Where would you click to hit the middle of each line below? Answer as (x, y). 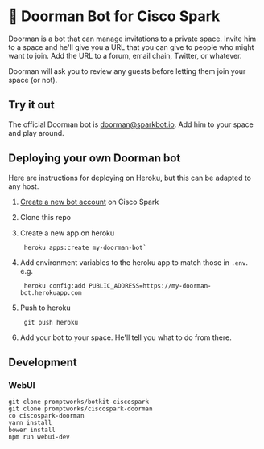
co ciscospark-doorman (46, 416)
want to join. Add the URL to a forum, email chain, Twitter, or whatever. (125, 55)
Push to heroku (45, 308)
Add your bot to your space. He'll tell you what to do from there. (126, 337)
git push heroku (51, 322)
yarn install (30, 423)
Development (43, 362)
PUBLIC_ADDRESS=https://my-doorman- (150, 286)
